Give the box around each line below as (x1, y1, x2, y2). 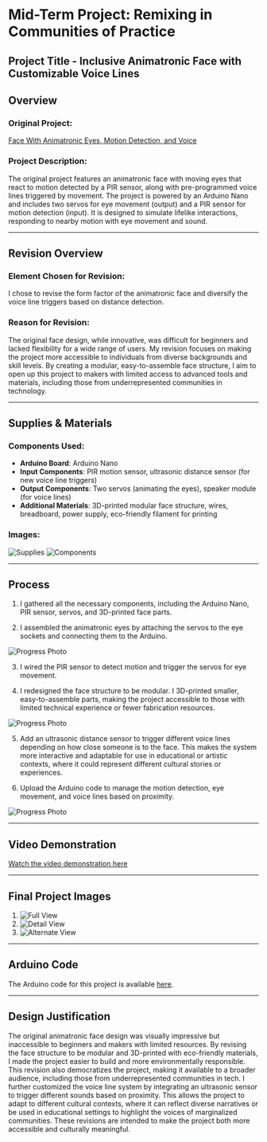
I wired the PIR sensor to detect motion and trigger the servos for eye (19, 662, 247, 672)
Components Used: (8, 440, 85, 451)
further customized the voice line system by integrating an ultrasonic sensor (8, 1081, 258, 1091)
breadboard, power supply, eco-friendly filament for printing (19, 509, 218, 519)
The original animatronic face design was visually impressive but (8, 1030, 220, 1041)
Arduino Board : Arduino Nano (19, 458, 118, 468)
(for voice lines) (19, 493, 72, 502)
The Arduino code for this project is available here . (8, 979, 174, 989)
